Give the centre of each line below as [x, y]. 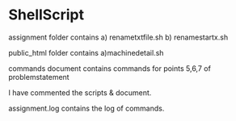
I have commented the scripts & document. [80, 92]
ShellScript [46, 15]
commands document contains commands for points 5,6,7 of [110, 68]
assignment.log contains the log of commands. [86, 108]
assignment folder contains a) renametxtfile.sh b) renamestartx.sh [118, 37]
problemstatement [39, 77]
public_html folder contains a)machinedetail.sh [86, 52]
